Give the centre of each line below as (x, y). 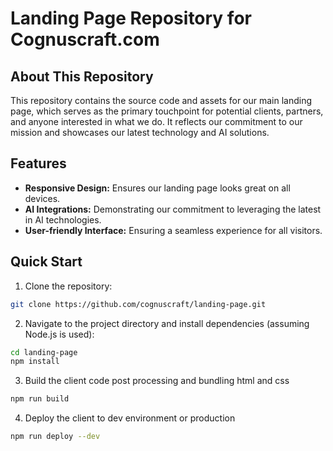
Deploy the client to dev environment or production (130, 418)
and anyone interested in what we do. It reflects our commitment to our (156, 121)
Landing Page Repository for (131, 18)
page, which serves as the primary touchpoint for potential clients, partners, (167, 111)
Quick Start (46, 262)
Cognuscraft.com (85, 39)
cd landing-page (44, 352)
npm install (35, 362)
